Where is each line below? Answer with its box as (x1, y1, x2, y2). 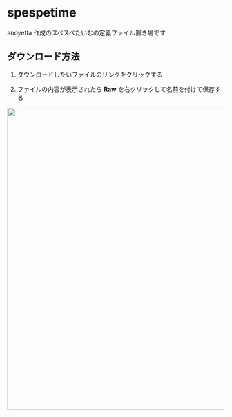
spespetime (7, 5, 77, 21)
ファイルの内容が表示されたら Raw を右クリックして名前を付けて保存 (17, 85, 215, 93)
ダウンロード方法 (7, 50, 80, 63)
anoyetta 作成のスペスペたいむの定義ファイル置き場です (7, 28, 166, 37)
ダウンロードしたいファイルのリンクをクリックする (17, 70, 163, 79)
